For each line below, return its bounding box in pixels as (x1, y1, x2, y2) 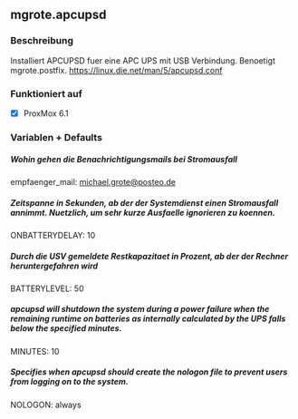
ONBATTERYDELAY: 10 (10, 229, 96, 240)
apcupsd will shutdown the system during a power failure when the (10, 304, 270, 315)
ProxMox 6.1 (23, 108, 69, 119)
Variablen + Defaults (10, 131, 103, 143)
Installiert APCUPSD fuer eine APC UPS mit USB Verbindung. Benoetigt (10, 54, 275, 66)
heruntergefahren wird (10, 260, 99, 271)
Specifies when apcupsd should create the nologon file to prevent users (10, 366, 288, 377)
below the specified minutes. (10, 323, 122, 334)
